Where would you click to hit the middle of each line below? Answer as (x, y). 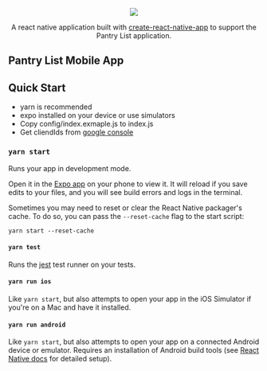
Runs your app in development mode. (70, 168)
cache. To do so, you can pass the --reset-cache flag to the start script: (126, 216)
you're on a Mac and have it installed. (70, 307)
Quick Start (37, 88)
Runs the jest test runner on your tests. (72, 264)
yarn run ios (30, 282)
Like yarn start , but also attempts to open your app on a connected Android (134, 342)
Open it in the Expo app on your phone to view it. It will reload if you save (128, 184)
